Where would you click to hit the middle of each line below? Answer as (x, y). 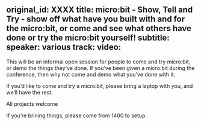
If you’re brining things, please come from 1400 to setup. (77, 115)
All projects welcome (32, 103)
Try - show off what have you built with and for (96, 19)
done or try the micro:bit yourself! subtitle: (88, 38)
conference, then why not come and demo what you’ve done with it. (91, 74)
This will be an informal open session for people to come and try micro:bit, (98, 62)
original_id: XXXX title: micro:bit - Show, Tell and (100, 10)
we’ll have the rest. (29, 92)
